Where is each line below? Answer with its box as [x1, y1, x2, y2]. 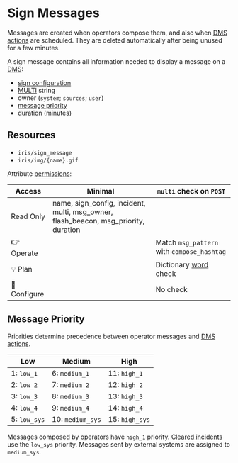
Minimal [86, 186, 115, 196]
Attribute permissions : [7, 169, 72, 178]
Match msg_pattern [155, 238, 219, 247]
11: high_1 [108, 368, 143, 378]
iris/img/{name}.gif [17, 157, 79, 164]
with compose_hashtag [155, 247, 227, 257]
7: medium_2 [52, 379, 90, 389]
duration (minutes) [17, 108, 72, 117]
